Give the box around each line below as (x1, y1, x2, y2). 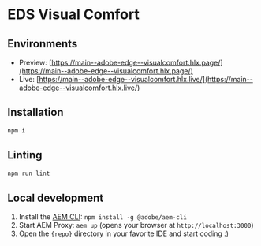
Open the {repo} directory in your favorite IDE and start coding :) (18, 229, 229, 238)
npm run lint (7, 170, 50, 177)
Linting (7, 148, 43, 162)
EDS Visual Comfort (7, 6, 140, 24)
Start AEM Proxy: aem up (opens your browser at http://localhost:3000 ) (18, 221, 254, 230)
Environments (7, 37, 78, 50)
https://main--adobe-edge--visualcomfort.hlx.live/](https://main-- (38, 75, 253, 84)
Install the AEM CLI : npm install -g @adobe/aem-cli (18, 212, 187, 222)
